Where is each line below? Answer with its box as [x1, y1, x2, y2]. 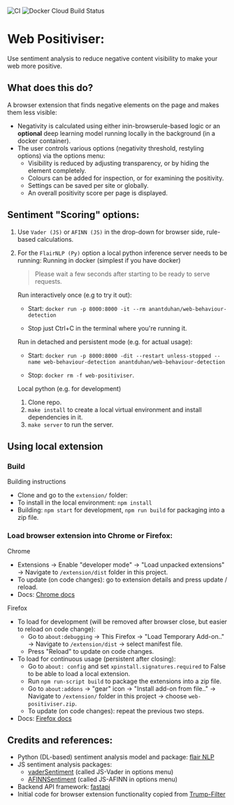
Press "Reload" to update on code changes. [27, 647, 154, 655]
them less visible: [7, 108, 57, 116]
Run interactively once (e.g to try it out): [17, 291, 133, 299]
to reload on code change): [17, 624, 96, 633]
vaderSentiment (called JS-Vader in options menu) [27, 768, 174, 776]
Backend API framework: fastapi [17, 783, 110, 791]
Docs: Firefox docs [17, 714, 72, 722]
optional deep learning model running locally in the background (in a [17, 129, 215, 137]
